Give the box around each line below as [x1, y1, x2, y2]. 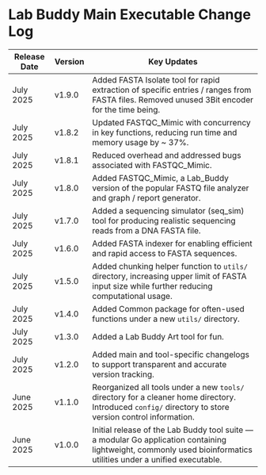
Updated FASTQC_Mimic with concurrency [92, 117, 251, 128]
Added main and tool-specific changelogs [92, 349, 249, 360]
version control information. [92, 411, 196, 422]
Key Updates [148, 56, 198, 67]
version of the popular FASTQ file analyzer [92, 182, 249, 193]
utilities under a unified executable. [92, 454, 222, 465]
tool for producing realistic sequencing [92, 215, 236, 226]
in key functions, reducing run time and [92, 127, 237, 138]
